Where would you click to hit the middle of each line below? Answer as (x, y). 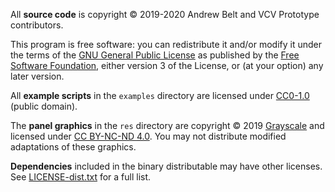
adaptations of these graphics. (73, 147)
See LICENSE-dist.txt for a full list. (81, 177)
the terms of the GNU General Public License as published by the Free (155, 55)
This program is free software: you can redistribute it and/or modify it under (166, 44)
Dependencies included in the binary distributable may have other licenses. (166, 166)
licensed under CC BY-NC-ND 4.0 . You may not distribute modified (148, 136)
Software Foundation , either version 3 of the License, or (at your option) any (167, 65)
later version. (37, 76)
